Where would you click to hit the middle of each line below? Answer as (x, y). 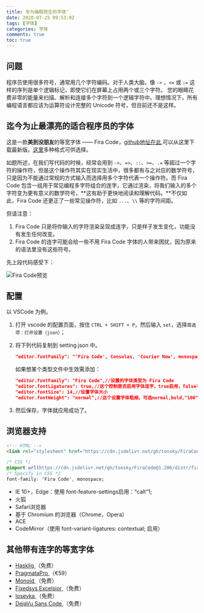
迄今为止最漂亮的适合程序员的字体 (70, 126)
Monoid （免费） (36, 580)
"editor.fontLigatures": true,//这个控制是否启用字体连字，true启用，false (106, 387)
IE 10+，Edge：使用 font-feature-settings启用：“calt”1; (83, 491)
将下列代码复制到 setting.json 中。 (58, 345)
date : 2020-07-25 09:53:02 (40, 18)
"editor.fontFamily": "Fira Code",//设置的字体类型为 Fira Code (94, 381)
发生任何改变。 (39, 234)
